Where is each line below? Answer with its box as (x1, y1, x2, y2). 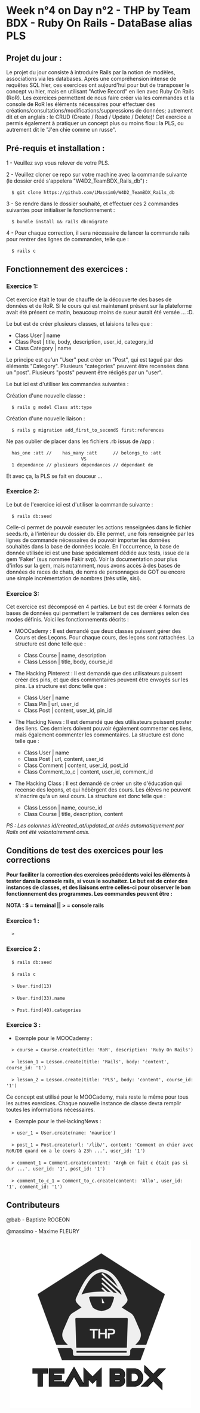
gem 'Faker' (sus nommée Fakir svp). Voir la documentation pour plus (6, 555, 178, 563)
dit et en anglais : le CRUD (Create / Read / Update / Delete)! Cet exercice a (6, 113, 191, 120)
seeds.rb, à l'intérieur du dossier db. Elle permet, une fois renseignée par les (6, 530, 195, 537)
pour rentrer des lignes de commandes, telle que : (6, 235, 130, 242)
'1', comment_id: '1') (6, 1184, 63, 1190)
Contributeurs (6, 1200, 60, 1210)
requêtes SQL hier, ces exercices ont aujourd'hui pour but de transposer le (6, 81, 190, 89)
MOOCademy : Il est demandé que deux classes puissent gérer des (14, 627, 181, 635)
